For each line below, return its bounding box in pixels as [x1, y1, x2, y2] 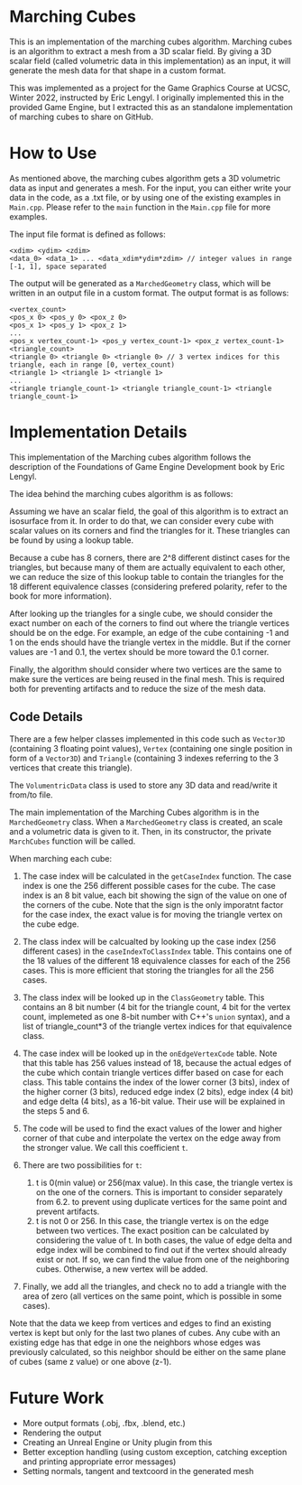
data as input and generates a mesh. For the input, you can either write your [9, 182, 291, 193]
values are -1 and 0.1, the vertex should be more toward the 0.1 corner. [9, 646, 270, 657]
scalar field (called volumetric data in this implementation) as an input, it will [9, 55, 291, 66]
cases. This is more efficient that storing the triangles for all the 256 [22, 965, 275, 976]
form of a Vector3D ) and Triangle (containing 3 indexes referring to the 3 [9, 752, 279, 763]
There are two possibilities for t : [22, 1159, 142, 1171]
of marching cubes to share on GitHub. [9, 111, 154, 122]
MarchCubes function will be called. [9, 836, 136, 846]
